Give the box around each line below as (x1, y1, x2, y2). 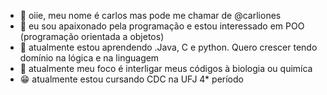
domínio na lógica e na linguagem (19, 52, 160, 64)
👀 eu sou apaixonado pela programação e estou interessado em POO (19, 20, 305, 32)
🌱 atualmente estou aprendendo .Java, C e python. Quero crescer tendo (19, 41, 318, 53)
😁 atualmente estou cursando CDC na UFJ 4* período (19, 73, 244, 85)
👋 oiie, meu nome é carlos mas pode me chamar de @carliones (19, 10, 282, 21)
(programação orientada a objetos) (19, 31, 165, 42)
